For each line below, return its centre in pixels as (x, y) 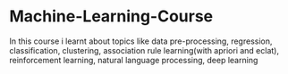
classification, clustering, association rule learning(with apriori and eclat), (144, 50)
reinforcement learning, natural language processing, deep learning (134, 60)
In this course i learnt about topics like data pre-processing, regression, (141, 41)
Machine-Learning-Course (111, 16)
